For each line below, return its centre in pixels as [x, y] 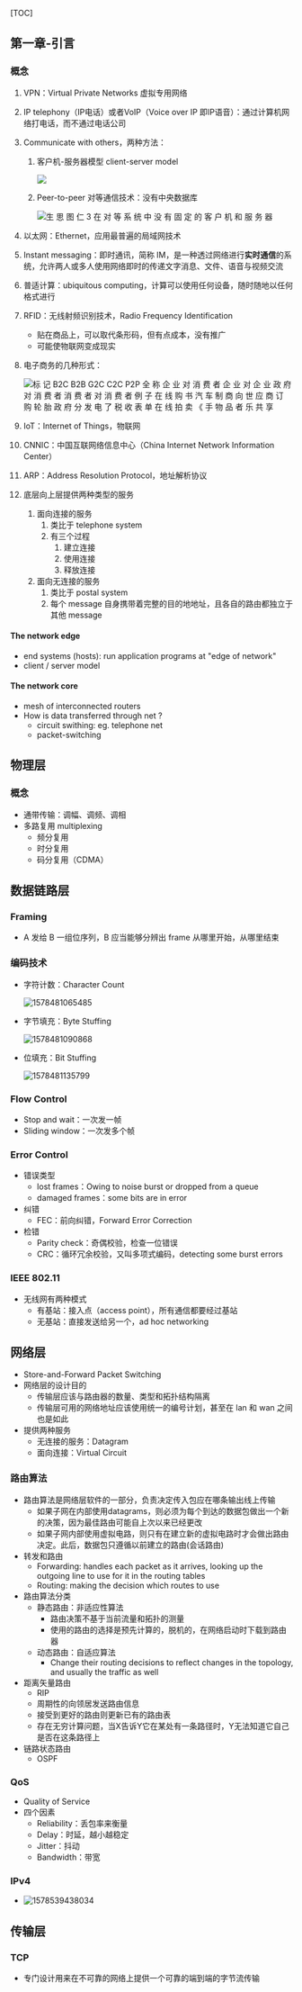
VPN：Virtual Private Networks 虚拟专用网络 [105, 93]
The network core [44, 686]
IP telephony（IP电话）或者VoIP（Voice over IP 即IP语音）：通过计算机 [152, 112]
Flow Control [39, 1099]
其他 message [76, 615]
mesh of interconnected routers [82, 707]
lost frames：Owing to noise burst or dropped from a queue [147, 1186]
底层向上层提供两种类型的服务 [78, 494]
